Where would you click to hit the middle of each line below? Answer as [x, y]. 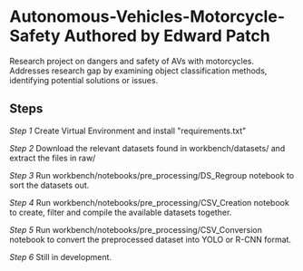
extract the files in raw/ [53, 158]
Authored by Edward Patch [167, 36]
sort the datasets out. [49, 185]
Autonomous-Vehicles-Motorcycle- [147, 17]
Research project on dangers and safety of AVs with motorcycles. [132, 61]
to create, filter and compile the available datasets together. [121, 212]
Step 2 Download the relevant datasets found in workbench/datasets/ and [147, 148]
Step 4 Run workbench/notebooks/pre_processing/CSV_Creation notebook [150, 202]
